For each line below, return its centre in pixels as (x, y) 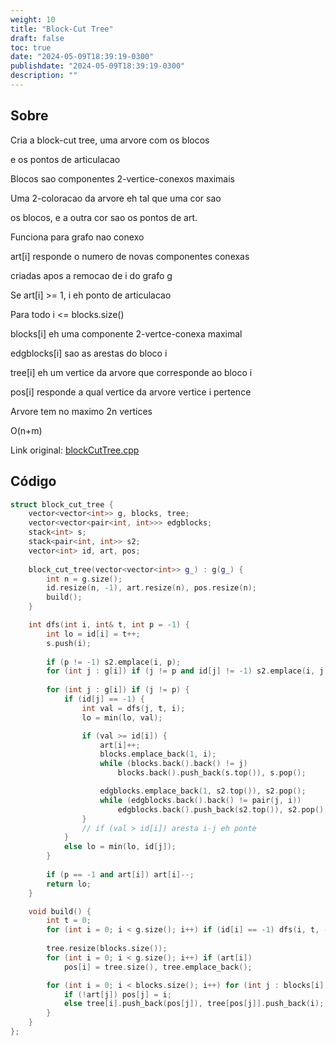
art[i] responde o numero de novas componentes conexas (130, 256)
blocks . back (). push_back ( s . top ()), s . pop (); (212, 773)
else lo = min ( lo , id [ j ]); (120, 847)
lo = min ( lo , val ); (122, 717)
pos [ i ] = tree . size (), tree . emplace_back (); (158, 967)
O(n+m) (26, 430)
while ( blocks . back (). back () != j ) (173, 764)
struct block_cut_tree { (62, 504)
